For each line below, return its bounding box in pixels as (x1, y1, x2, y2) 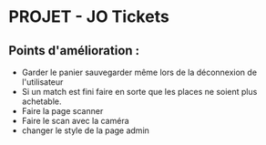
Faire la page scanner (21, 106, 104, 116)
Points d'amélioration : (8, 43, 140, 58)
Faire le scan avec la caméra (21, 116, 129, 126)
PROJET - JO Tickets (8, 6, 169, 27)
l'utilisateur (21, 77, 64, 88)
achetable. (21, 96, 62, 107)
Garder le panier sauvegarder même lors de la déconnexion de (21, 67, 257, 78)
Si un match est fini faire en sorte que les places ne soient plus (21, 87, 258, 97)
